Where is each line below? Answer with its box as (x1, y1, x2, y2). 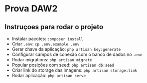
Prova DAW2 (4, 3, 58, 14)
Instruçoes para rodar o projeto (4, 23, 104, 31)
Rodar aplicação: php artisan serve (11, 73, 86, 78)
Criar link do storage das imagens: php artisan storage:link (11, 67, 138, 73)
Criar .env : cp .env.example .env (11, 41, 80, 47)
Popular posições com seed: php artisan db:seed (11, 62, 114, 68)
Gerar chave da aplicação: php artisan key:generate (11, 46, 121, 52)
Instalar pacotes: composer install (11, 36, 83, 41)
